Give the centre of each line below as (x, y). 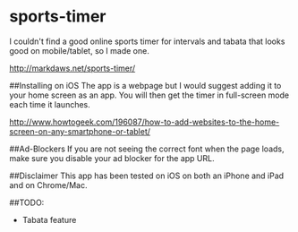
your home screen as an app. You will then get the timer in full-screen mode (149, 95)
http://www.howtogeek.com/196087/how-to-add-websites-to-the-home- (145, 122)
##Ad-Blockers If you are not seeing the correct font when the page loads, (147, 149)
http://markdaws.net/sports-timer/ (72, 68)
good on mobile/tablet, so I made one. (79, 50)
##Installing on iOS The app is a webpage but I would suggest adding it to (145, 85)
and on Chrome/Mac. (48, 185)
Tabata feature (49, 219)
